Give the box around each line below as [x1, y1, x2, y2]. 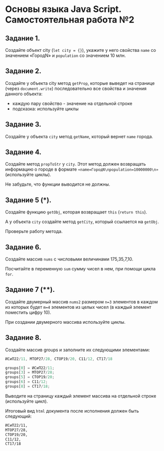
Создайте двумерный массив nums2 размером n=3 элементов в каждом [5, 298, 158, 305]
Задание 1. [5, 34, 40, 42]
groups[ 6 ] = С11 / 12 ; [5, 379, 48, 385]
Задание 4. [5, 148, 41, 157]
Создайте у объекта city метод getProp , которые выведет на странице [5, 80, 155, 86]
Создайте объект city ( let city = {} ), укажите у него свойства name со [5, 47, 156, 53]
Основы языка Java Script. [5, 3, 122, 15]
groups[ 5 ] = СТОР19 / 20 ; [5, 375, 55, 380]
